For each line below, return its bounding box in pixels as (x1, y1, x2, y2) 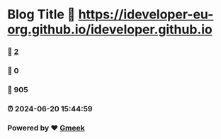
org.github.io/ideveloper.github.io (7, 21, 212, 38)
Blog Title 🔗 (7, 6, 76, 23)
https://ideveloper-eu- (78, 6, 214, 23)
